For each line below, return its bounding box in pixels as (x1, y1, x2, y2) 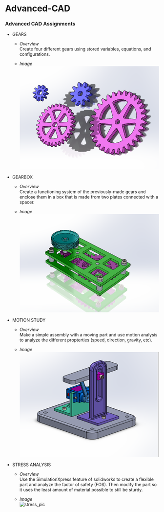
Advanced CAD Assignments (5, 21, 76, 27)
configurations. (19, 51, 50, 57)
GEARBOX (12, 174, 33, 180)
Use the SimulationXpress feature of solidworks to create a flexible (19, 476, 154, 482)
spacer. (19, 199, 35, 205)
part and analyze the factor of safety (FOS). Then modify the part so (19, 482, 157, 488)
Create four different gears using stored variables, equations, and (19, 46, 151, 52)
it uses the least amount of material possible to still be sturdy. (19, 487, 143, 493)
